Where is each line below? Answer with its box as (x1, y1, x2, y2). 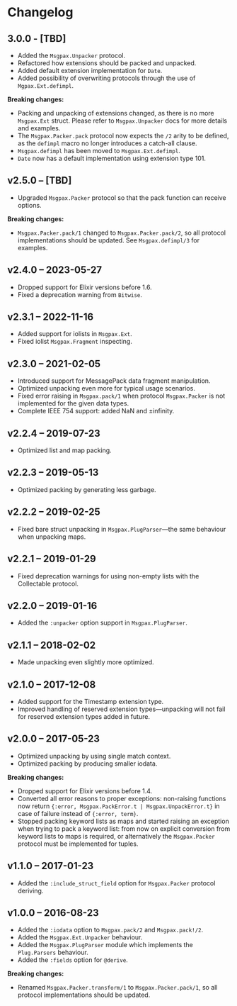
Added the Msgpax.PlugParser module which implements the (17, 941, 193, 949)
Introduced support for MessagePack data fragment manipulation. (17, 376, 211, 385)
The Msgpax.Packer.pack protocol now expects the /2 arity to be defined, (17, 132, 229, 140)
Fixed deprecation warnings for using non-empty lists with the (17, 571, 200, 580)
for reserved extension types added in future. (17, 712, 151, 720)
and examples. (17, 124, 61, 132)
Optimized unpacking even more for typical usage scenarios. (17, 384, 196, 393)
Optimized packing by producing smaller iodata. (17, 759, 158, 768)
